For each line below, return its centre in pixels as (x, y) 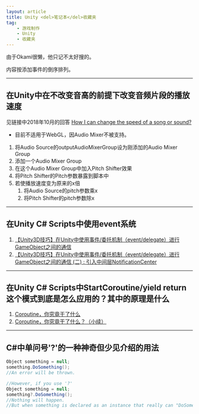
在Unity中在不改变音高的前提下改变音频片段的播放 (98, 95)
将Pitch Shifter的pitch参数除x (59, 198)
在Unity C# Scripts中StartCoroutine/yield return (96, 288)
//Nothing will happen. (36, 400)
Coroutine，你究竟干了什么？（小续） (60, 321)
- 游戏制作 (28, 28)
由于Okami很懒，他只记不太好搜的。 (50, 57)
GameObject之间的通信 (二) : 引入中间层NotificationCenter (86, 262)
